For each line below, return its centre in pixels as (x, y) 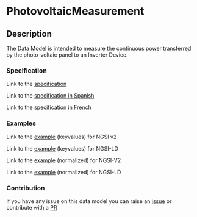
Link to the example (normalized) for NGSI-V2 (64, 160)
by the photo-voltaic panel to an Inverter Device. (67, 55)
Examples (21, 123)
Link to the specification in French (49, 107)
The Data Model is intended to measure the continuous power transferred (99, 48)
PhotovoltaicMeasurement (75, 11)
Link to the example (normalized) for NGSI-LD (64, 172)
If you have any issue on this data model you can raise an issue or (89, 201)
